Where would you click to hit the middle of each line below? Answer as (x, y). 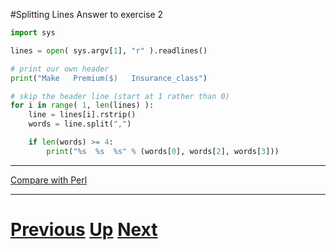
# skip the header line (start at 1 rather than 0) (120, 96)
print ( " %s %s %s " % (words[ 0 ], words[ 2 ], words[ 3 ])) (163, 151)
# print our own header (60, 69)
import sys (33, 33)
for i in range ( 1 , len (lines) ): (82, 105)
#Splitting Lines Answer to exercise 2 (87, 14)
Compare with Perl (49, 180)
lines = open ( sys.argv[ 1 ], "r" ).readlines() (109, 50)
